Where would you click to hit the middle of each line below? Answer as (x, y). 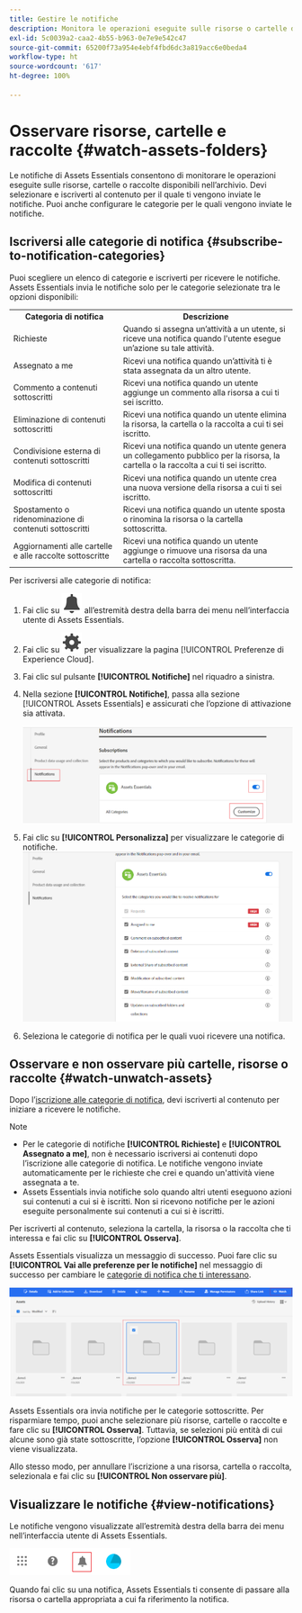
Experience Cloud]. (58, 659)
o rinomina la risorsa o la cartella (183, 518)
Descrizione (206, 316)
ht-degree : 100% (40, 77)
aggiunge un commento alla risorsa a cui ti (201, 392)
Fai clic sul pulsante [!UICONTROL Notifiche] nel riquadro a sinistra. (149, 676)
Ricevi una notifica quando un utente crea (200, 478)
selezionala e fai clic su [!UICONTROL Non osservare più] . (118, 1476)
